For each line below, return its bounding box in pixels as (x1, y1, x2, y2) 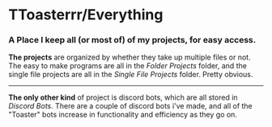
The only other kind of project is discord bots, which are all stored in (8, 92, 238, 102)
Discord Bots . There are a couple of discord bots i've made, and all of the (8, 101, 253, 111)
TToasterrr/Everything (8, 6, 164, 24)
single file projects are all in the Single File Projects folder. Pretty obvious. (8, 70, 253, 80)
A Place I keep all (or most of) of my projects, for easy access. (8, 35, 257, 46)
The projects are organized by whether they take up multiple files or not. (8, 52, 251, 62)
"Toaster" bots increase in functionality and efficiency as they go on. (8, 110, 237, 120)
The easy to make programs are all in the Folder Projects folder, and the (8, 61, 247, 71)
